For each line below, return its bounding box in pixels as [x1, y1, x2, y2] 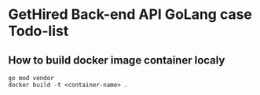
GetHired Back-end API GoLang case [8, 5, 253, 24]
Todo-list [8, 22, 69, 40]
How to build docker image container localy [8, 53, 225, 67]
